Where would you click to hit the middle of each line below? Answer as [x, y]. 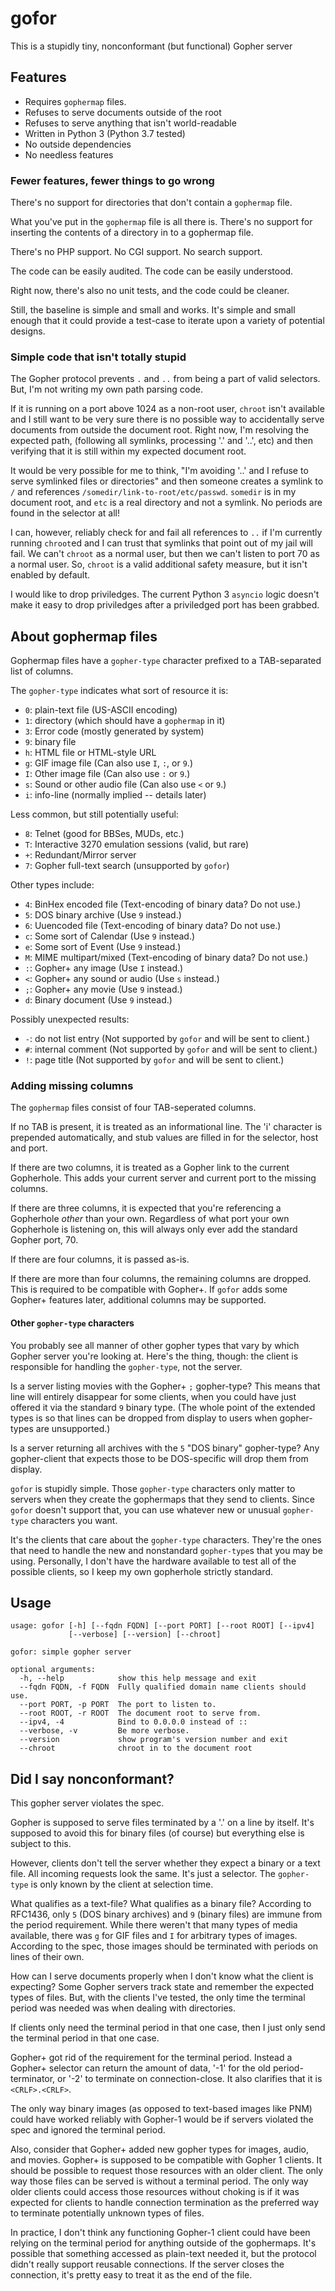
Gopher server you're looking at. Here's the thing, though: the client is [154, 1356]
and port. [29, 1148]
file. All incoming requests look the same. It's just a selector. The [143, 1874]
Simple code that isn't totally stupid [98, 357]
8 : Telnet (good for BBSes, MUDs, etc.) [104, 834]
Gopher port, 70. [44, 1240]
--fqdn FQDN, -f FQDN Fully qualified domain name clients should [163, 1687]
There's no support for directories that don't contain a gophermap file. [151, 203]
